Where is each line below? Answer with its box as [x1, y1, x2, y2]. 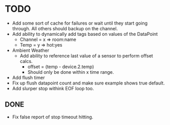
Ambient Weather [12, 47, 50, 53]
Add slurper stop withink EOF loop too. [12, 85, 94, 91]
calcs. [19, 58, 33, 64]
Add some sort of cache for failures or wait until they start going [12, 20, 148, 26]
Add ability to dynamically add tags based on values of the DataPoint [12, 31, 158, 37]
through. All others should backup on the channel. [12, 25, 118, 31]
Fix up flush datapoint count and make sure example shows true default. [12, 80, 165, 86]
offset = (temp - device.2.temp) [27, 64, 94, 70]
